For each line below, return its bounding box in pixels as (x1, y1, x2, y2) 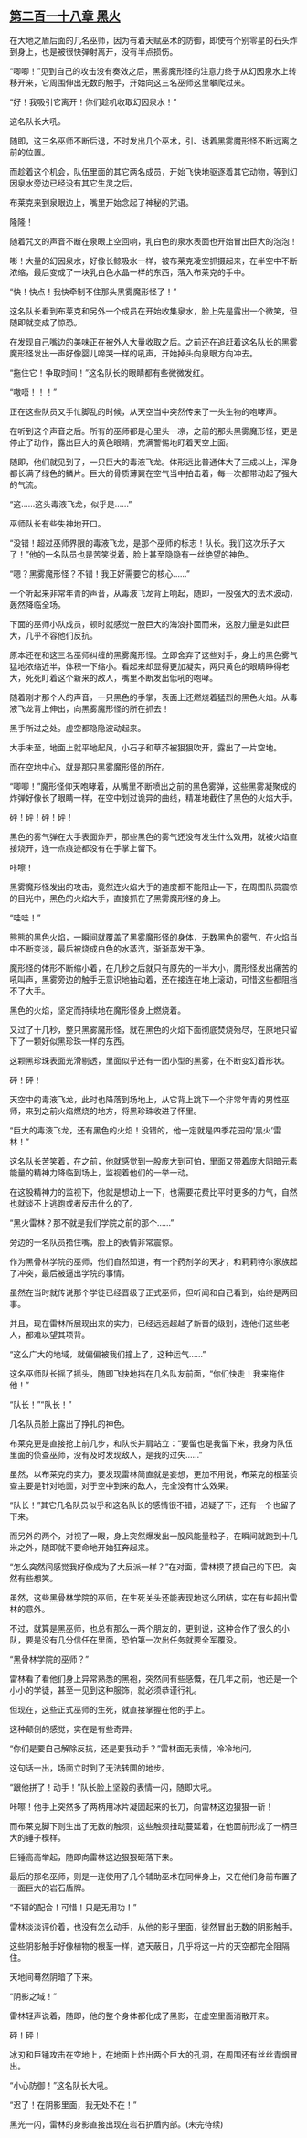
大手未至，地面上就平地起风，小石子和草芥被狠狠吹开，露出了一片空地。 (9, 741, 281, 752)
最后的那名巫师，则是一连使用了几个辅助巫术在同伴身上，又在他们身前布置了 (9, 1870, 298, 1881)
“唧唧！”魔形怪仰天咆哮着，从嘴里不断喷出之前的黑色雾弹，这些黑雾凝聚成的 (9, 781, 297, 792)
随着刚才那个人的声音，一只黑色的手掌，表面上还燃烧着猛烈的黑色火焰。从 (9, 691, 290, 702)
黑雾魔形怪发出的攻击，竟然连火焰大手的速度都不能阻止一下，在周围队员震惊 (9, 881, 298, 892)
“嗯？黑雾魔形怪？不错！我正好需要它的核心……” (9, 568, 190, 579)
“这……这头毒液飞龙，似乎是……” (9, 498, 132, 509)
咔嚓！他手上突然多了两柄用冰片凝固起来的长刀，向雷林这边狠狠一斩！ (9, 1801, 274, 1812)
